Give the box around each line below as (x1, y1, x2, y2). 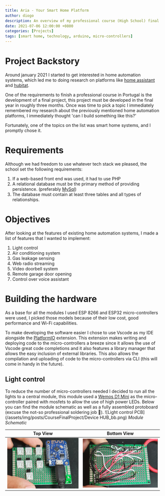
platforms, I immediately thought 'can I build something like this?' (5, 113, 137, 118)
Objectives (5, 214, 51, 225)
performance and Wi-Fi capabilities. (5, 320, 78, 326)
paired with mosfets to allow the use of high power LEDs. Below (25, 399, 155, 405)
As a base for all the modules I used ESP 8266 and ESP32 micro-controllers (5, 310, 158, 316)
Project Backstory (5, 56, 80, 67)
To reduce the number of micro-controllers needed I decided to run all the (5, 388, 155, 394)
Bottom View (107, 431, 134, 437)
